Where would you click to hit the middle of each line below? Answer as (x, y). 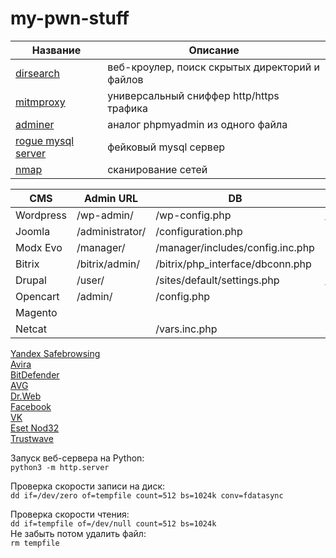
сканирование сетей (157, 169)
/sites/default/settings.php (217, 280)
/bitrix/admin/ (108, 264)
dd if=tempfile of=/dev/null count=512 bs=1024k (113, 523)
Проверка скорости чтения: (70, 514)
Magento (36, 312)
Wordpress (41, 215)
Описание (214, 50)
